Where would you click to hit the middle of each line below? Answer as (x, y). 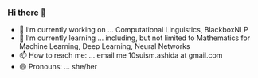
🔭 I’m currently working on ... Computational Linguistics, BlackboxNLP (133, 30)
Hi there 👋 (27, 13)
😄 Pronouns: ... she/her (58, 67)
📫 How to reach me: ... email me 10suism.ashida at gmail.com (121, 55)
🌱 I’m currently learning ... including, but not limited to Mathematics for (135, 38)
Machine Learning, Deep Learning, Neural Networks (104, 46)
